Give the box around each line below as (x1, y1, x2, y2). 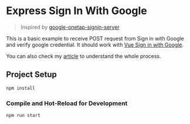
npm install (6, 85, 35, 91)
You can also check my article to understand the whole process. (6, 52, 161, 59)
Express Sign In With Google (6, 4, 148, 18)
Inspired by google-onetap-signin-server (20, 24, 120, 31)
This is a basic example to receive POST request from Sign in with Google (6, 35, 184, 42)
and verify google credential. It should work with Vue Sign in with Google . (6, 41, 184, 48)
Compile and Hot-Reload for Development (6, 99, 128, 107)
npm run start (6, 112, 41, 118)
